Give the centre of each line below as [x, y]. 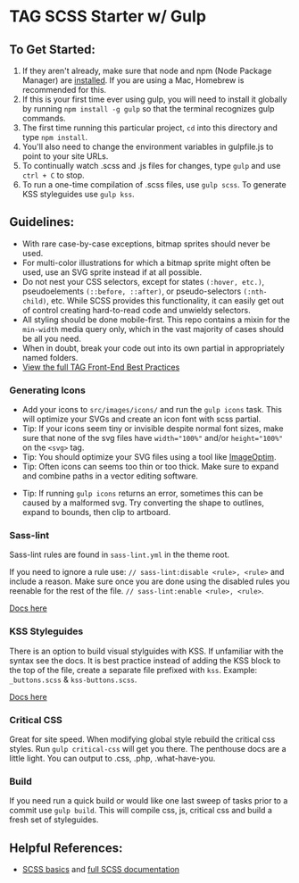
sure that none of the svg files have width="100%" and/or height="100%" [153, 438]
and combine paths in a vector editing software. [110, 476]
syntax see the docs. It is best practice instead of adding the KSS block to [145, 660]
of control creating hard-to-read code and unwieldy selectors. [137, 310]
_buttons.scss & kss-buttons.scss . [73, 679]
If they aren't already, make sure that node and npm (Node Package [147, 71]
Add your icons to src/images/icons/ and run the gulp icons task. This [152, 410]
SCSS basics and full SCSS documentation [101, 870]
